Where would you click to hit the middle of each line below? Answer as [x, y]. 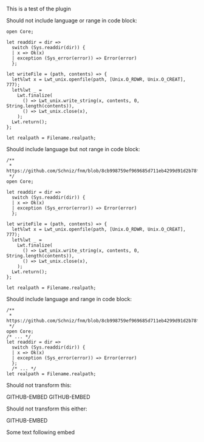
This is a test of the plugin [39, 9]
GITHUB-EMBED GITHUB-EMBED [48, 397]
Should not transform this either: [47, 409]
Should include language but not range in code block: [73, 149]
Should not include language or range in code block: [72, 20]
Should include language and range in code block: [69, 299]
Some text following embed [40, 432]
